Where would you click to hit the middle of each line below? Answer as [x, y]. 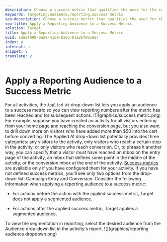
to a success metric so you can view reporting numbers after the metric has [83, 110]
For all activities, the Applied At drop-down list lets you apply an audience [81, 105]
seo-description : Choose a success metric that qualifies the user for [81, 19]
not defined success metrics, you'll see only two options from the [72, 173]
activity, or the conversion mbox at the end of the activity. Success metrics [82, 163]
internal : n [17, 47]
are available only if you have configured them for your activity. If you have [82, 168]
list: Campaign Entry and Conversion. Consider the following [79, 179]
